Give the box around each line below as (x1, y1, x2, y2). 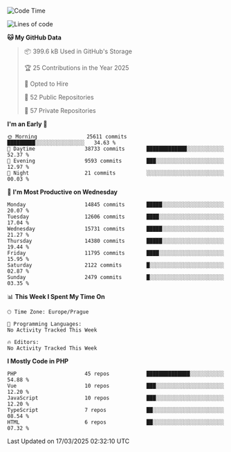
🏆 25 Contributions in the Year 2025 (24, 64, 129, 72)
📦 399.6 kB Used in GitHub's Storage (24, 47, 133, 55)
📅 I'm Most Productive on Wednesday (7, 188, 118, 196)
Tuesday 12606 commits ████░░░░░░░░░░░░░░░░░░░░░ (7, 213, 225, 220)
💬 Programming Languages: (7, 320, 82, 327)
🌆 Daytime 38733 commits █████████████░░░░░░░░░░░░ (7, 145, 225, 152)
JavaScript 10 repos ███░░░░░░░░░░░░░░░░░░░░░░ (7, 395, 225, 401)
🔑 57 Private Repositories (24, 107, 96, 114)
